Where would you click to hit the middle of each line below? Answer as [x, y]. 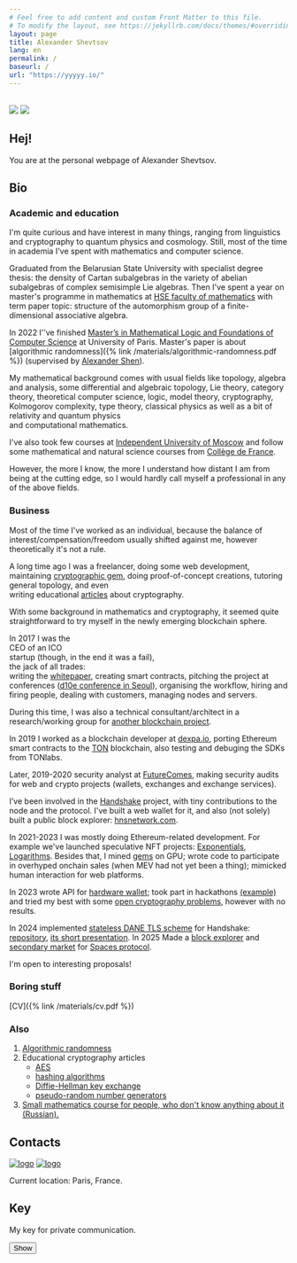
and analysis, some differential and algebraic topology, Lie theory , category [147, 387]
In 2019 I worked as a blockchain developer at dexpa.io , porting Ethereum [143, 738]
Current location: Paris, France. [66, 1181]
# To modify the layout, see [63, 26]
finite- [238, 306]
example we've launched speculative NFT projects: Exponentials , [128, 846]
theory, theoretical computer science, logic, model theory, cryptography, [141, 397]
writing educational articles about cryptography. [97, 594]
